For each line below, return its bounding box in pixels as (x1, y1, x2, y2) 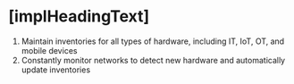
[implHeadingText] (8, 6, 150, 27)
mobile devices (21, 45, 78, 55)
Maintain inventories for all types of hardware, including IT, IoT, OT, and (21, 36, 285, 46)
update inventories (21, 64, 91, 75)
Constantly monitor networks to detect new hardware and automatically (21, 55, 286, 65)
